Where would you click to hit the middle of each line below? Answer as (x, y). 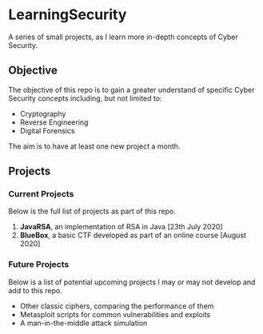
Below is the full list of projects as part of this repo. (92, 211)
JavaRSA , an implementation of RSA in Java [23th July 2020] (121, 227)
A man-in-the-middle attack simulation (84, 323)
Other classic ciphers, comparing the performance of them (117, 306)
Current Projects (41, 194)
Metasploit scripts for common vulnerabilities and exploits (115, 314)
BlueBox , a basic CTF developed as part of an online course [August (133, 235)
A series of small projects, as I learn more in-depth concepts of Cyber (123, 37)
